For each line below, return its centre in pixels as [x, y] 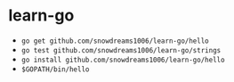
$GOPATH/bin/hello [55, 69]
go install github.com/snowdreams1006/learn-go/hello [123, 60]
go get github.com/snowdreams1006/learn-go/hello [115, 41]
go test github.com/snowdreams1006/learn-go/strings [121, 50]
